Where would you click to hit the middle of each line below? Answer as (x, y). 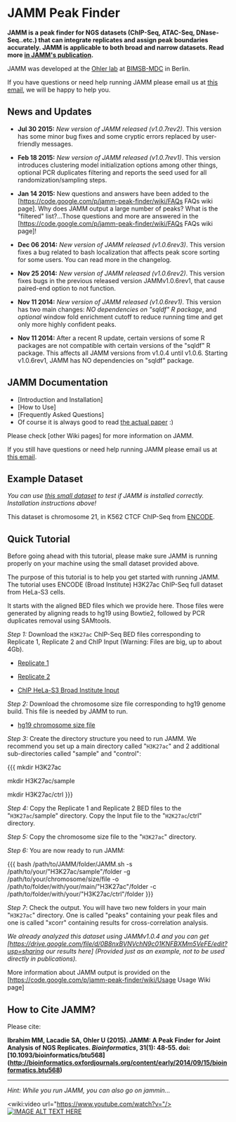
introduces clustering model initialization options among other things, (118, 165)
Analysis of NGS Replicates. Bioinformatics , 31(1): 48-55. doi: (99, 1048)
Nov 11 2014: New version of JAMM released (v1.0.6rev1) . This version (119, 301)
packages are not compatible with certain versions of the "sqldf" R (114, 345)
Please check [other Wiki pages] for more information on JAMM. (101, 435)
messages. (58, 144)
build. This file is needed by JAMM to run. (68, 711)
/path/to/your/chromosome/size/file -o (63, 879)
